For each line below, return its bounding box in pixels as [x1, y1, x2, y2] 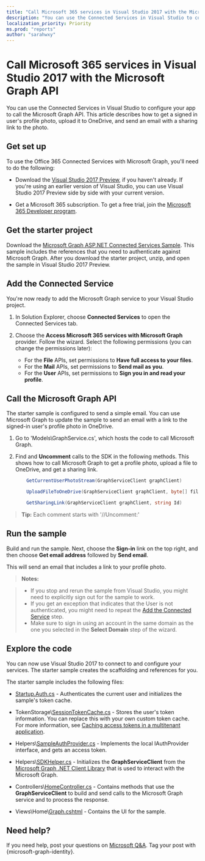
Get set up [6, 141, 47, 152]
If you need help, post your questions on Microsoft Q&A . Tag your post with [6, 841, 196, 849]
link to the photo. [6, 124, 49, 131]
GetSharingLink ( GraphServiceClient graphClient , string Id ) [26, 500, 182, 506]
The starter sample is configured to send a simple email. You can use [6, 410, 180, 417]
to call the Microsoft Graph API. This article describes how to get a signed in [6, 111, 198, 118]
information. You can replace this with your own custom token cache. [15, 715, 190, 722]
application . [15, 728, 45, 735]
